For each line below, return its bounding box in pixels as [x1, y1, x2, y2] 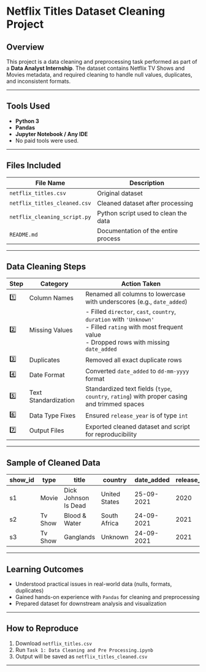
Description [129, 178, 164, 187]
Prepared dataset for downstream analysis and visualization [15, 600, 167, 608]
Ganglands [64, 533, 96, 541]
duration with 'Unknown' [85, 315, 154, 324]
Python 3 [15, 117, 40, 124]
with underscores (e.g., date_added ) [85, 297, 188, 306]
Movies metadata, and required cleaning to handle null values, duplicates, [6, 71, 193, 78]
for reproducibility [85, 430, 137, 439]
